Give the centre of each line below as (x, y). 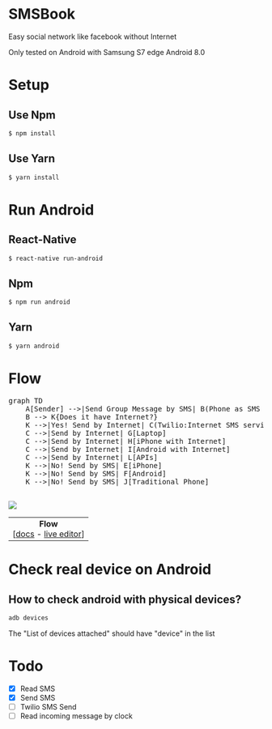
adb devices (28, 618)
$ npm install (32, 133)
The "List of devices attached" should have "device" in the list (112, 633)
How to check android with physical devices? (125, 599)
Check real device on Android (110, 570)
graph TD (25, 401)
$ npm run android (39, 302)
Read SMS (37, 688)
